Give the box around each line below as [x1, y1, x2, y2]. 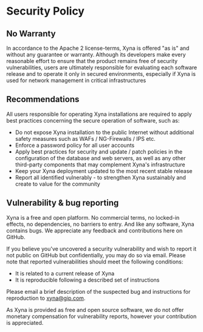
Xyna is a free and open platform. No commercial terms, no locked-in [6, 214, 180, 221]
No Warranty [6, 29, 56, 39]
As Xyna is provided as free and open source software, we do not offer [6, 306, 184, 313]
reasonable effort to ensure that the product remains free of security [6, 58, 178, 64]
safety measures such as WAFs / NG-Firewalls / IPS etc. [15, 135, 156, 142]
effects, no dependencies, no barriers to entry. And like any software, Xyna [6, 220, 194, 228]
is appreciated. [6, 319, 44, 326]
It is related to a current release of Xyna [15, 269, 115, 277]
